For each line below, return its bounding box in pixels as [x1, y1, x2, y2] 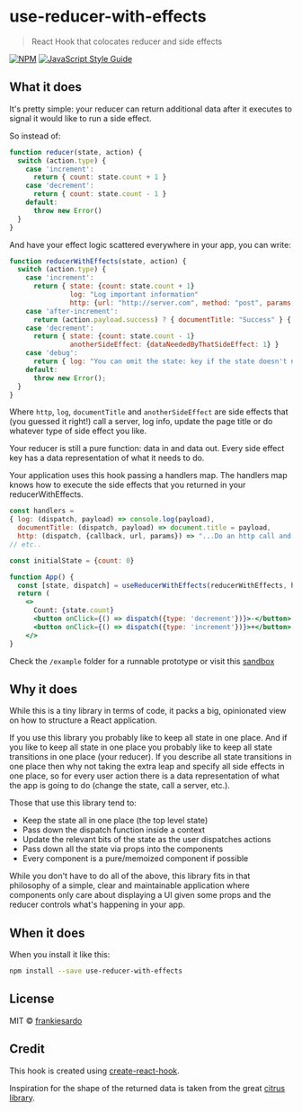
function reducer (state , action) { [9, 147, 143, 156]
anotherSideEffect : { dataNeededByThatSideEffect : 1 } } [69, 340, 280, 350]
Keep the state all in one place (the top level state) [22, 815, 209, 826]
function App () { [9, 573, 75, 582]
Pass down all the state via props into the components [22, 843, 224, 855]
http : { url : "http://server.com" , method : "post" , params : [69, 298, 296, 307]
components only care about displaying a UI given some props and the [9, 890, 271, 901]
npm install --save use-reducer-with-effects [9, 966, 182, 976]
